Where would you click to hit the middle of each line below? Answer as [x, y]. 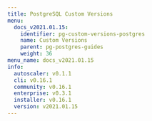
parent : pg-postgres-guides [62, 47]
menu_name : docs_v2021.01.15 [51, 60]
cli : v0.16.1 [33, 80]
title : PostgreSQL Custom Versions [60, 14]
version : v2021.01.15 [46, 107]
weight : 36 [36, 54]
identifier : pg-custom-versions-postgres [82, 34]
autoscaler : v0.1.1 [43, 73]
